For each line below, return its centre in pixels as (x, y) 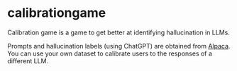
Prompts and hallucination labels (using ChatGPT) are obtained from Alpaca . (119, 46)
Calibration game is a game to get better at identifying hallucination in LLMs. (119, 32)
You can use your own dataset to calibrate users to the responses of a (110, 53)
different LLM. (28, 60)
